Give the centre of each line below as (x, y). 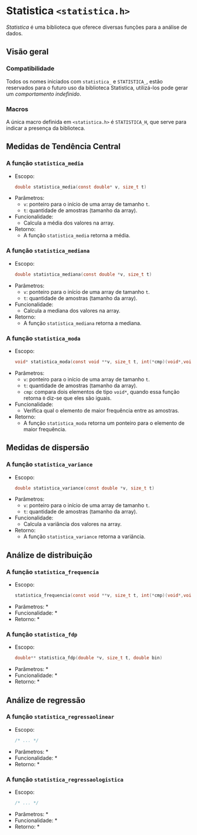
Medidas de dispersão (48, 448)
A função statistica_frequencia (52, 572)
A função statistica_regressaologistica (65, 779)
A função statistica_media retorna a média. (77, 236)
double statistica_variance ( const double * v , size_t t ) (84, 488)
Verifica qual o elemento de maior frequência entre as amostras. (101, 410)
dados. (14, 33)
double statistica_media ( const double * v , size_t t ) (81, 187)
